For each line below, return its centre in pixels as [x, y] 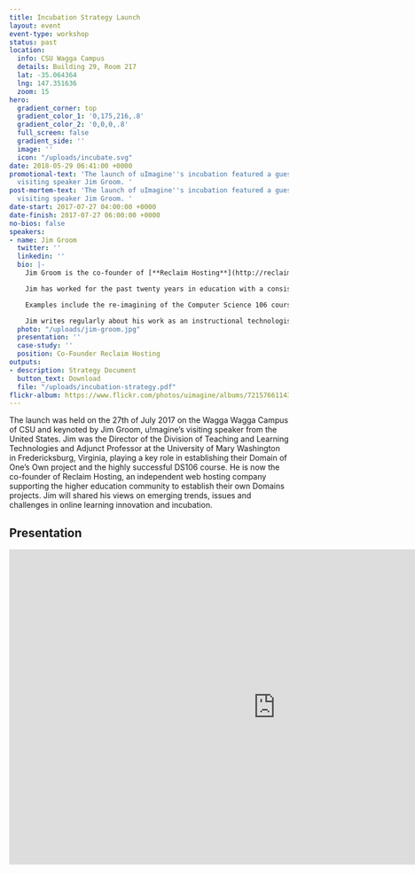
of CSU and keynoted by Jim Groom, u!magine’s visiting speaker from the [143, 430]
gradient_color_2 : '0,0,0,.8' [73, 125]
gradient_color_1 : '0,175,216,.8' [81, 116]
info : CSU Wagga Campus [61, 59]
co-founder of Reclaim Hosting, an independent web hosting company [138, 477]
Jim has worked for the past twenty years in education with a [145, 289]
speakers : [27, 231]
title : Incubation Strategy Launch [75, 17]
